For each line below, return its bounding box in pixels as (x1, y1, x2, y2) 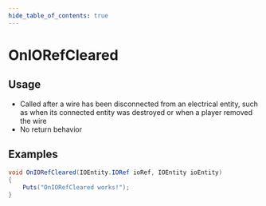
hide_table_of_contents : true (8, 11, 109, 20)
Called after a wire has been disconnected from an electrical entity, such (19, 99, 259, 109)
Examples (8, 148, 58, 161)
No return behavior (19, 125, 83, 134)
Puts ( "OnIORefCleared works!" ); (22, 184, 130, 192)
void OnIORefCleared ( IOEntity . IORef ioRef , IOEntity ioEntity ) (8, 168, 223, 176)
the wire (19, 116, 47, 125)
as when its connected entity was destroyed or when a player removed (19, 107, 253, 117)
